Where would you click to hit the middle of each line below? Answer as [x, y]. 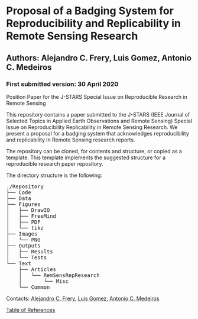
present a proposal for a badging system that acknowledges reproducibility [98, 133]
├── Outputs [23, 246]
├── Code [19, 192]
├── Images [22, 234]
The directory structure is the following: [54, 175]
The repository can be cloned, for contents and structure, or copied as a [94, 151]
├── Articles [37, 269]
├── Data [19, 198]
